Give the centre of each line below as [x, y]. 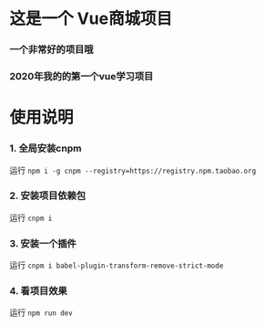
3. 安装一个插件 [43, 243]
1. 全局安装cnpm [46, 149]
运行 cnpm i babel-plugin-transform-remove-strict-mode [117, 265]
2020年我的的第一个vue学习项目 [82, 77]
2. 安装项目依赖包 [48, 195]
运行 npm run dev [41, 312]
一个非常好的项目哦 [51, 49]
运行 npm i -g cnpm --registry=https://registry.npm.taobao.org [133, 170]
